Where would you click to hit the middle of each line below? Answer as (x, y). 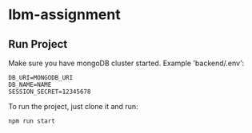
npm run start (32, 121)
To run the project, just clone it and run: (73, 106)
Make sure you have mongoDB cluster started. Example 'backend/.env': (126, 63)
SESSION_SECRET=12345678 (50, 92)
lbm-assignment (65, 15)
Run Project (38, 44)
